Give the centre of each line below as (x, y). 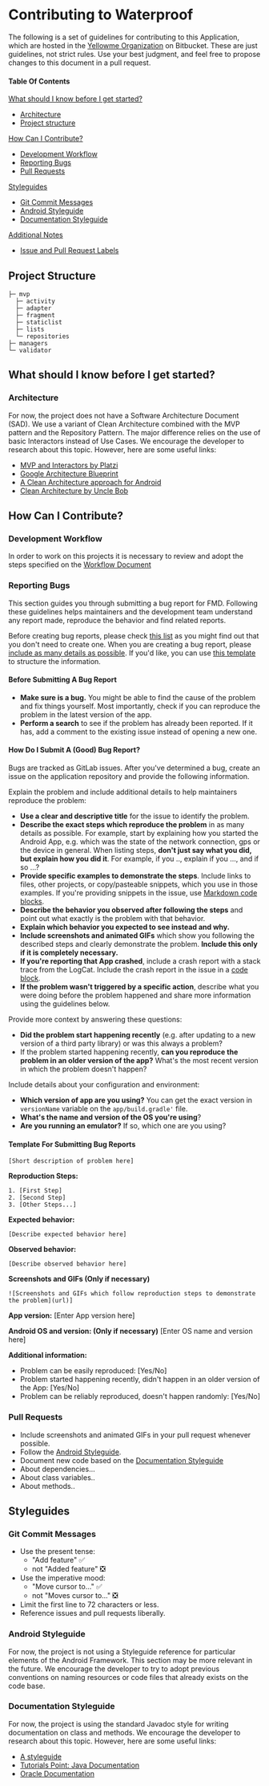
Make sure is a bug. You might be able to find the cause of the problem (138, 697)
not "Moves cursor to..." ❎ (75, 1596)
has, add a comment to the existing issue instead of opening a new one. (139, 732)
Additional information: (48, 1356)
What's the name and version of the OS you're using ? (110, 1117)
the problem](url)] (41, 1301)
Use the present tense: (58, 1552)
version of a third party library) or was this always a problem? (121, 1044)
